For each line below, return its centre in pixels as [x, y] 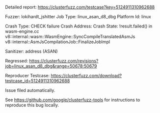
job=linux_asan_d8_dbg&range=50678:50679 [51, 66]
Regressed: [17, 61]
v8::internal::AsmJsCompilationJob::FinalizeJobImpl [58, 42]
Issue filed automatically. [30, 90]
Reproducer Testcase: [27, 75]
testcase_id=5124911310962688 [38, 81]
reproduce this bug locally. [32, 105]
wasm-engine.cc [22, 31]
